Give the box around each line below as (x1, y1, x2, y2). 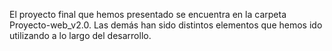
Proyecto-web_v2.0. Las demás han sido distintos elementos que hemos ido (9, 19, 323, 31)
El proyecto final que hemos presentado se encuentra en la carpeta (9, 9, 287, 20)
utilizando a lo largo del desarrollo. (9, 30, 152, 41)
